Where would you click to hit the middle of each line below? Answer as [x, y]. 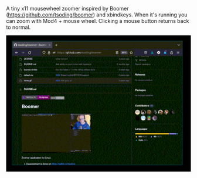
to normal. [18, 27]
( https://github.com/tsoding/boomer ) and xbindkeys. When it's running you [97, 15]
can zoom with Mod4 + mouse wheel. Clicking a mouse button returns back [98, 21]
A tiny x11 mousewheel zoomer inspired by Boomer [67, 9]
